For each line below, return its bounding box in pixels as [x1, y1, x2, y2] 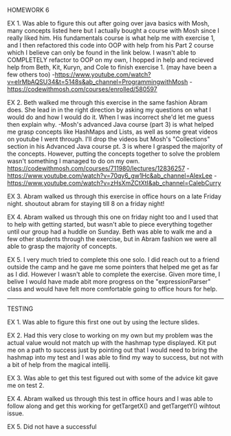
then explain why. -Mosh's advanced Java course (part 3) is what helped [7, 121, 214, 128]
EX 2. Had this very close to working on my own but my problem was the [7, 331, 213, 340]
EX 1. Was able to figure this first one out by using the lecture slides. [7, 318, 200, 326]
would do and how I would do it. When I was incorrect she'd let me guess [7, 113, 214, 121]
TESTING [7, 304, 34, 313]
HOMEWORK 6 [7, 6, 49, 14]
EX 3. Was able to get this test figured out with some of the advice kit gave [7, 374, 219, 382]
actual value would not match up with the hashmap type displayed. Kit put [7, 339, 217, 346]
